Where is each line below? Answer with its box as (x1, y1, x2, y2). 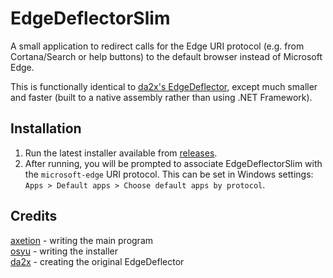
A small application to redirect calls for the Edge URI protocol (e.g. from (10, 40, 305, 52)
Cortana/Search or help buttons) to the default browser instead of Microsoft (10, 50, 323, 62)
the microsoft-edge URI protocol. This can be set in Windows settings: (24, 168, 314, 180)
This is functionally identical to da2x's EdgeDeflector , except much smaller (10, 80, 318, 92)
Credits (10, 208, 58, 225)
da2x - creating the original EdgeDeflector (10, 255, 185, 267)
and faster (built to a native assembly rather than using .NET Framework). (10, 91, 313, 103)
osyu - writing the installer (10, 245, 119, 257)
